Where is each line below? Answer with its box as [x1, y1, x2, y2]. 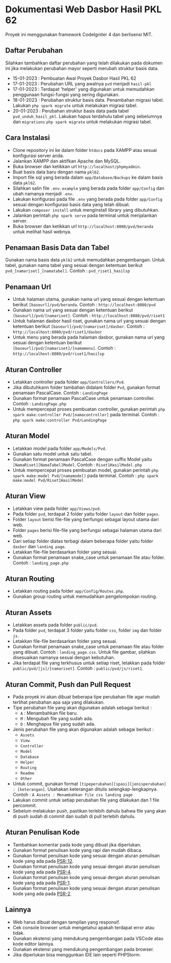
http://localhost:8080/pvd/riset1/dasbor [12, 330, 102, 335]
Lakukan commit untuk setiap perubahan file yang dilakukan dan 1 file [12, 797, 160, 803]
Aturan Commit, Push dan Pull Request [5, 680, 131, 689]
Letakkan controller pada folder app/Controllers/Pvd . [12, 379, 125, 385]
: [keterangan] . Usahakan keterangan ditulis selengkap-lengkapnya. [12, 786, 158, 792]
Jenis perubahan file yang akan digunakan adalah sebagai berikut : [12, 726, 154, 732]
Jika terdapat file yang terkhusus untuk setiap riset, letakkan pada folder [12, 660, 165, 666]
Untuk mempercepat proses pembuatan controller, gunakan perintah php [12, 406, 165, 412]
